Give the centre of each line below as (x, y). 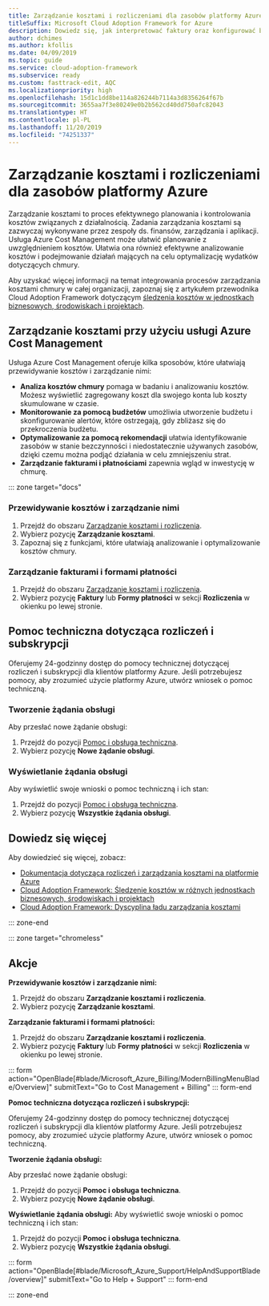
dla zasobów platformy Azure (108, 191)
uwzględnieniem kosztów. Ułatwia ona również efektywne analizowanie (126, 247)
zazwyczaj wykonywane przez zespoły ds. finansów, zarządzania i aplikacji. (133, 231)
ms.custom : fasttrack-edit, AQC (62, 82)
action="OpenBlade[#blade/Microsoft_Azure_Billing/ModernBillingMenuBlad (134, 1079)
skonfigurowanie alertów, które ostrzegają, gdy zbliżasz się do (123, 420)
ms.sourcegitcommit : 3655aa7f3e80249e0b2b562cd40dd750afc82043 (116, 105)
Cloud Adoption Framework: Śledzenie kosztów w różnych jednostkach (137, 890)
